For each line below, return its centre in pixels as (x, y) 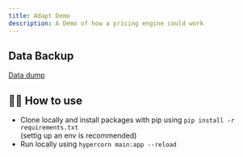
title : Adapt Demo (39, 16)
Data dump (27, 75)
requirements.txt (49, 128)
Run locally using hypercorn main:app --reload (98, 144)
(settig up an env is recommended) (78, 136)
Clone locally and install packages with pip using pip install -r (127, 120)
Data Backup (41, 56)
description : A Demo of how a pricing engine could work (106, 23)
